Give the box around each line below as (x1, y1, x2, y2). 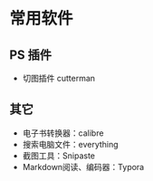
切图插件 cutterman (22, 73, 96, 83)
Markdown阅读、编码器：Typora (22, 161, 145, 172)
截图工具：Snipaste (22, 150, 96, 161)
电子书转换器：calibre (22, 128, 104, 138)
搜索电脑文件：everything (22, 138, 120, 149)
